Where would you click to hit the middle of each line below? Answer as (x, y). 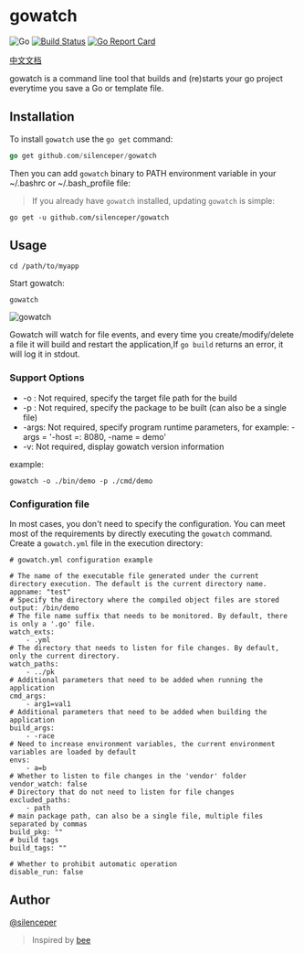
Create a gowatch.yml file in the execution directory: (106, 543)
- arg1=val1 (48, 704)
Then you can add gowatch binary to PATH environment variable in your (143, 173)
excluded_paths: (40, 800)
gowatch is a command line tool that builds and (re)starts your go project (146, 78)
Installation (42, 117)
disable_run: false (47, 873)
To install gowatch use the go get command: (91, 139)
